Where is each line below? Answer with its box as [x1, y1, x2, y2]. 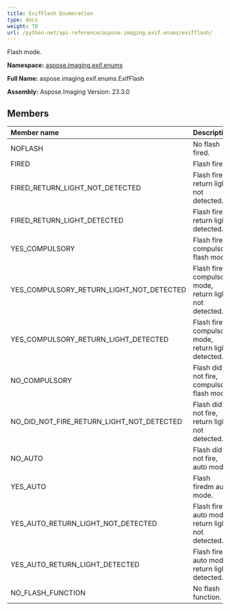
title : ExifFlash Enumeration [7, 10, 94, 17]
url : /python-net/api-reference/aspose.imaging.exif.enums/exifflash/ [7, 29, 213, 36]
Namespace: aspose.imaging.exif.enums [7, 61, 123, 69]
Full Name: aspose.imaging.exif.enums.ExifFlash [7, 75, 144, 83]
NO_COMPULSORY [10, 376, 73, 386]
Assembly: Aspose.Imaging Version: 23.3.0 [7, 88, 130, 96]
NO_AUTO [10, 453, 43, 463]
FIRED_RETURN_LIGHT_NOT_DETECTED [10, 183, 142, 192]
